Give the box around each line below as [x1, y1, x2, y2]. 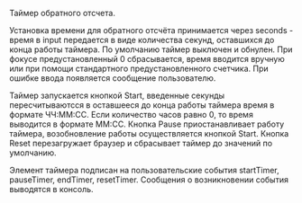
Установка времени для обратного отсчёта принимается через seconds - [9, 25, 294, 35]
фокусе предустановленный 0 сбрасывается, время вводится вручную [9, 54, 286, 64]
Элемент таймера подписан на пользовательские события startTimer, [9, 165, 279, 175]
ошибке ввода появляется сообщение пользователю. [9, 73, 216, 84]
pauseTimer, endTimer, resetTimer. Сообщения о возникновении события [9, 174, 288, 185]
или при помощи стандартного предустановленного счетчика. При [9, 63, 269, 74]
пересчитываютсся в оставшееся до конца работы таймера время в [9, 100, 275, 110]
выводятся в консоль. [9, 184, 94, 194]
